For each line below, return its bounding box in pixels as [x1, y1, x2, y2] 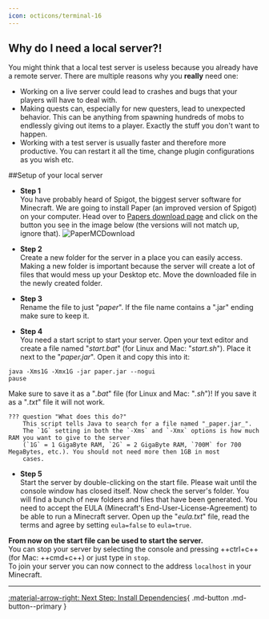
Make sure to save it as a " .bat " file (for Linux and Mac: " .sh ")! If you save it [8, 389, 257, 398]
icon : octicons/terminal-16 [8, 11, 102, 20]
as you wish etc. [19, 155, 74, 165]
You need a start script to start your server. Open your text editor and [19, 335, 248, 345]
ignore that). [19, 229, 62, 238]
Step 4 [19, 327, 42, 336]
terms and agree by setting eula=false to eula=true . [19, 520, 192, 530]
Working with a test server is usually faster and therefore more [19, 138, 227, 148]
